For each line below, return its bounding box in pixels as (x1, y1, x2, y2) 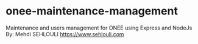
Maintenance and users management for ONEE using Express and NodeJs (5, 24, 193, 31)
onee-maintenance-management (5, 4, 178, 18)
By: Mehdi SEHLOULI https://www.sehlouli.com (5, 30, 124, 37)
